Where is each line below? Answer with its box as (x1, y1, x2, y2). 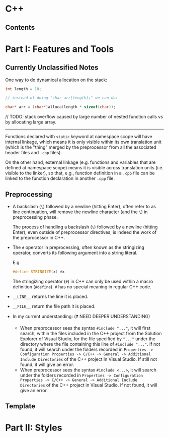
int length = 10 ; (5, 86, 42, 91)
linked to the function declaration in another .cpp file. (5, 175, 115, 181)
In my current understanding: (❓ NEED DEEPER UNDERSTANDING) (12, 313, 150, 319)
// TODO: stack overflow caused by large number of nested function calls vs (5, 114, 163, 120)
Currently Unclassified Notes (5, 64, 99, 72)
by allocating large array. (5, 119, 57, 125)
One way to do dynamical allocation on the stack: (5, 77, 108, 83)
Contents (5, 23, 35, 32)
